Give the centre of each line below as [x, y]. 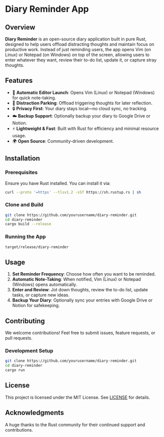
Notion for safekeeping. [36, 306]
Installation [23, 158]
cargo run [15, 370]
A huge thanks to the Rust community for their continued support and [75, 425]
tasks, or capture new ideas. [41, 295]
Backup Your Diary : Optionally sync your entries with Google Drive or [82, 300]
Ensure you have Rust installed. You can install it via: [58, 183]
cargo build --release [28, 224]
